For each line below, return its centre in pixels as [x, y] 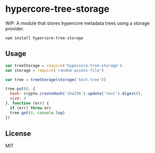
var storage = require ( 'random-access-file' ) [54, 70]
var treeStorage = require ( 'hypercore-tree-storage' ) [64, 65]
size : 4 [18, 99]
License [18, 133]
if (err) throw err [31, 108]
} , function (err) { [27, 103]
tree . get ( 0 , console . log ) [38, 113]
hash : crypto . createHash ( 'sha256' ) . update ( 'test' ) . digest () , [76, 94]
